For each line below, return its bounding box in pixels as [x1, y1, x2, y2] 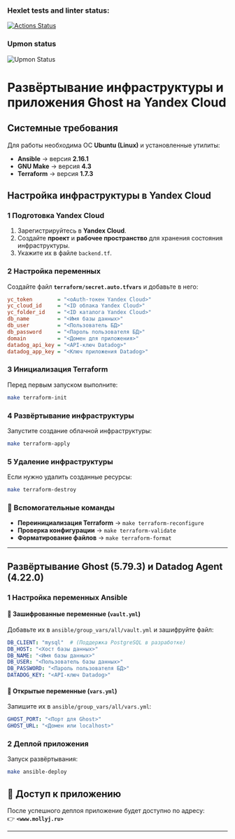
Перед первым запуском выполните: [7, 381, 118, 389]
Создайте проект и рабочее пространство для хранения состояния [17, 234, 223, 243]
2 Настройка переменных [7, 266, 101, 276]
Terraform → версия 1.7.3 [17, 169, 94, 177]
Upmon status [7, 39, 57, 49]
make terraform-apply [7, 440, 71, 447]
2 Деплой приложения [7, 739, 89, 749]
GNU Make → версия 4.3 [17, 162, 92, 170]
